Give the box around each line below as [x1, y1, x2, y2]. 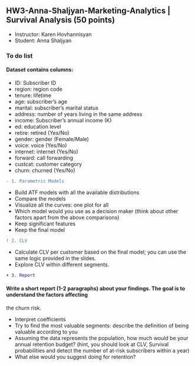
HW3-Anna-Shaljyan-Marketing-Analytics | [6, 6, 171, 16]
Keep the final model [14, 226, 65, 233]
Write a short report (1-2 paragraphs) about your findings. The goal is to [6, 285, 186, 292]
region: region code [14, 85, 63, 92]
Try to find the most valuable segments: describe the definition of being [14, 322, 189, 329]
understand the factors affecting [6, 291, 88, 298]
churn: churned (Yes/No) [14, 167, 75, 174]
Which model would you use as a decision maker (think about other [14, 207, 179, 215]
